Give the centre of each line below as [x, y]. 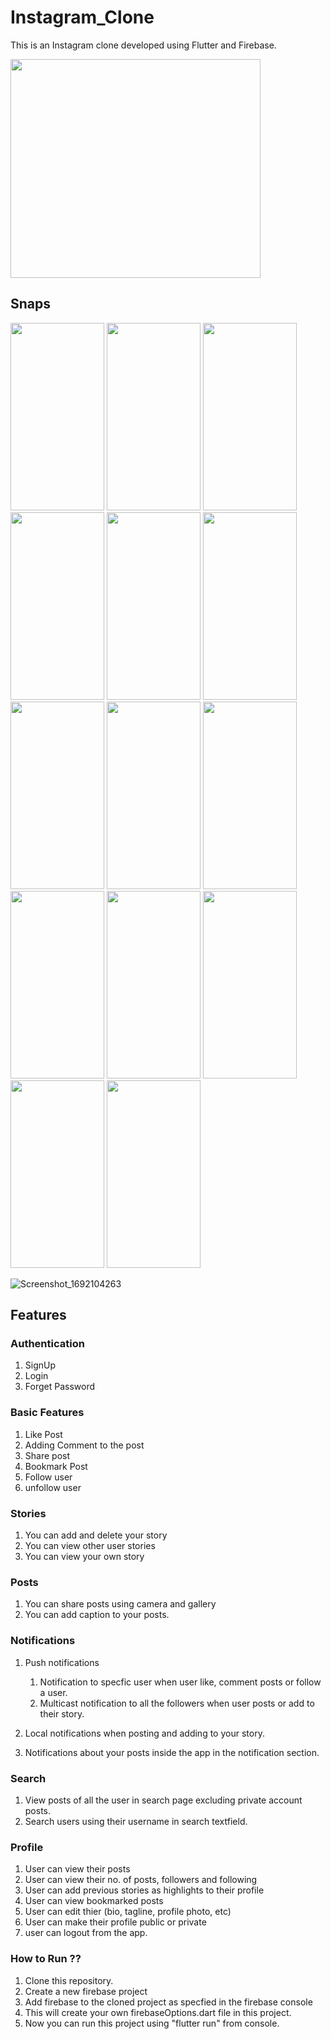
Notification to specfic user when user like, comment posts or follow [180, 1682]
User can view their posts [77, 1869]
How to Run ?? [46, 1959]
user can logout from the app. [86, 1933]
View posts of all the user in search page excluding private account [163, 1800]
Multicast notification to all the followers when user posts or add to [177, 1703]
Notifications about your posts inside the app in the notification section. [172, 1752]
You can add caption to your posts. [97, 1615]
